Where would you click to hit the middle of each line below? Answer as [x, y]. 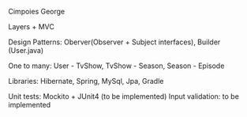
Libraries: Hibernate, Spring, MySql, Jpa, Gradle [86, 81]
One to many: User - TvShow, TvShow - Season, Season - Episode [116, 66]
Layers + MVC [32, 26]
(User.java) [26, 50]
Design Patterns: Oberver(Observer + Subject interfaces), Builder [114, 42]
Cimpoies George [37, 11]
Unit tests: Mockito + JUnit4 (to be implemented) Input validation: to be [123, 96]
